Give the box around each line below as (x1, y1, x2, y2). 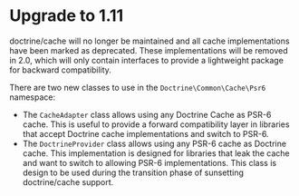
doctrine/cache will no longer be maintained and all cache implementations (9, 35, 290, 46)
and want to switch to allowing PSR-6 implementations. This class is (22, 157, 277, 168)
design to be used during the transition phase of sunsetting (22, 167, 245, 178)
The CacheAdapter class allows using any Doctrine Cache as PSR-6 (22, 109, 272, 120)
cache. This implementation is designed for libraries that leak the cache (22, 147, 290, 159)
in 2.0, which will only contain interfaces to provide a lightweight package (9, 54, 284, 65)
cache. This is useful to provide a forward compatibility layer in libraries (22, 119, 290, 130)
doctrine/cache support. (22, 176, 114, 187)
